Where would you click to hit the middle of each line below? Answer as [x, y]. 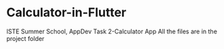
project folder [26, 38]
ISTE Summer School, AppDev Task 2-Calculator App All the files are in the [112, 31]
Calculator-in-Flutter [67, 13]
